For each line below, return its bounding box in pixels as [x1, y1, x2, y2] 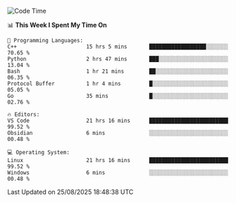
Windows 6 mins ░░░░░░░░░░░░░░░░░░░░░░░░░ [7, 169, 229, 176]
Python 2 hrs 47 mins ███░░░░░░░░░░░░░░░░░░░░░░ [7, 56, 229, 63]
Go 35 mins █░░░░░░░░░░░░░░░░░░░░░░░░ [7, 92, 229, 99]
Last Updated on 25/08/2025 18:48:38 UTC [7, 187, 134, 196]
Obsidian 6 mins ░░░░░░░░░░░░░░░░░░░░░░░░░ [7, 130, 229, 137]
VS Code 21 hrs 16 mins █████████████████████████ [7, 117, 229, 124]
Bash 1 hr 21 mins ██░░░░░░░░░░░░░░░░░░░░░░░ [7, 68, 229, 75]
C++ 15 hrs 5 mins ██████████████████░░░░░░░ [7, 43, 229, 50]
